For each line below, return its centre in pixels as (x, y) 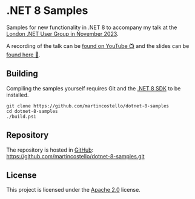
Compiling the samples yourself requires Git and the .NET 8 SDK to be (94, 88)
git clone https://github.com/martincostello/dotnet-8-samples (88, 106)
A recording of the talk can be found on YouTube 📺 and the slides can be (98, 46)
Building (22, 74)
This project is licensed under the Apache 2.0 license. (73, 190)
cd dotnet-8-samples (32, 111)
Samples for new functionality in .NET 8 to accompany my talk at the (92, 27)
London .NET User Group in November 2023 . (63, 33)
